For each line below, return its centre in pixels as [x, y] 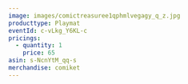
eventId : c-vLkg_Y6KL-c [48, 30]
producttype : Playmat [44, 23]
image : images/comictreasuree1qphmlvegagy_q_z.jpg [94, 16]
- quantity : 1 [39, 46]
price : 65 [39, 53]
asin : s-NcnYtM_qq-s [43, 61]
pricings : [25, 38]
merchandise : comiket [44, 68]
